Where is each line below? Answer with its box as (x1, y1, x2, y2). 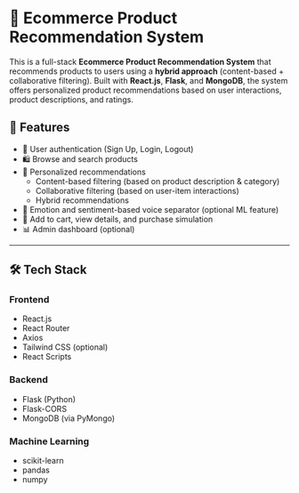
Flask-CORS (21, 403, 68, 414)
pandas (21, 465, 51, 475)
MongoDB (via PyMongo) (21, 413, 116, 424)
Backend (9, 374, 49, 386)
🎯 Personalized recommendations (21, 166, 147, 177)
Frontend (9, 294, 50, 306)
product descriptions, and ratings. (9, 93, 133, 105)
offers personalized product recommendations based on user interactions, (9, 85, 282, 95)
